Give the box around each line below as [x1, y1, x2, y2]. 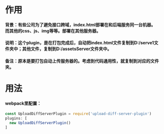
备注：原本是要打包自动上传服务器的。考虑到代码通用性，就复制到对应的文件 [5, 58, 159, 64]
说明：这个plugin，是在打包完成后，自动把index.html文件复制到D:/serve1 [5, 40, 154, 46]
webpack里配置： [5, 100, 41, 106]
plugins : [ [5, 116, 27, 121]
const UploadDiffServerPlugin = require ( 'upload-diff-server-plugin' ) [5, 112, 152, 116]
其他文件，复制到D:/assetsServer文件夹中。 [21, 46, 112, 52]
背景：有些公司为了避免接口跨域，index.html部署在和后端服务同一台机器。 [5, 21, 156, 27]
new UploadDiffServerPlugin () [9, 120, 71, 126]
